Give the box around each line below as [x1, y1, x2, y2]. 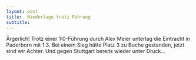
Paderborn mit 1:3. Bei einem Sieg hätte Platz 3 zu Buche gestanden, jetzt [6, 41, 185, 48]
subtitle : [6, 19, 31, 25]
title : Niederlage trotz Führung [6, 14, 91, 20]
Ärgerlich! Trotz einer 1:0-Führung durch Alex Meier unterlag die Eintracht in [6, 36, 190, 43]
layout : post [6, 8, 38, 15]
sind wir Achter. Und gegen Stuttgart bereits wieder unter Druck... [6, 48, 166, 55]
